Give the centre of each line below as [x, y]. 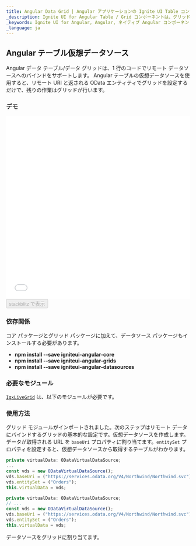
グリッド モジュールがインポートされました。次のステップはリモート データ [97, 427]
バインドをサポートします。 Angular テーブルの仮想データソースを [105, 75]
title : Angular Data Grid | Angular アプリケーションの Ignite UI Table [92, 11]
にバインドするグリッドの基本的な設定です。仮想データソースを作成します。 [97, 435]
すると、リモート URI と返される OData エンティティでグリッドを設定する [99, 83]
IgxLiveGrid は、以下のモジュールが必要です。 [62, 397]
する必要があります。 [57, 343]
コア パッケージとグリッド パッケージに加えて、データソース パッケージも [94, 335]
